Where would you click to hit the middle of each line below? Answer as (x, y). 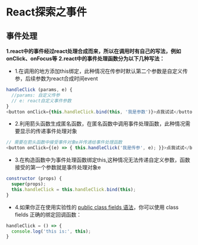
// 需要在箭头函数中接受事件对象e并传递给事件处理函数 (64, 143)
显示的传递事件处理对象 (48, 131)
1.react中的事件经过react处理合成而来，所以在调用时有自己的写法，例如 (94, 51)
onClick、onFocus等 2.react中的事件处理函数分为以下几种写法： (85, 59)
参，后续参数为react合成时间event (56, 78)
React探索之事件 (46, 12)
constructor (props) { (34, 179)
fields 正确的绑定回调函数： (48, 214)
